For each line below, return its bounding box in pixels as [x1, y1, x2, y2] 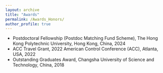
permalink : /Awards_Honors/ [5, 17, 65, 22]
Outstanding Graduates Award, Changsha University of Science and [12, 56, 154, 63]
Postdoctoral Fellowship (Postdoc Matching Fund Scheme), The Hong [12, 35, 158, 41]
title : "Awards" [5, 12, 39, 17]
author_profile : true [5, 21, 51, 27]
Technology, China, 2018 [12, 62, 65, 68]
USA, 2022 [12, 51, 36, 57]
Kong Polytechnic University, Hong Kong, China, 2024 [12, 41, 126, 47]
